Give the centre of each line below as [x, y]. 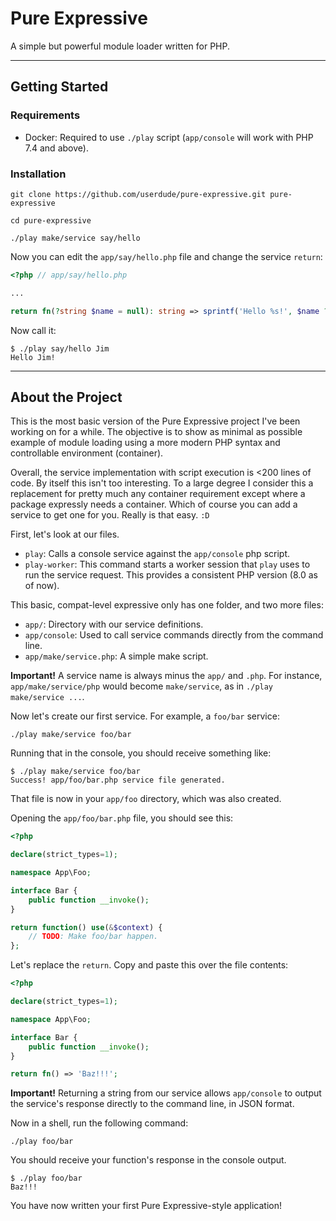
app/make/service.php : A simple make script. [116, 656]
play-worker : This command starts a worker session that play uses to [167, 564]
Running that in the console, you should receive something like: [141, 753]
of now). [42, 586]
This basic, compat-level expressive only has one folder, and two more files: [167, 605]
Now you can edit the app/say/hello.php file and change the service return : [166, 256]
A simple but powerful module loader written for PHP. [120, 46]
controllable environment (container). [87, 453]
